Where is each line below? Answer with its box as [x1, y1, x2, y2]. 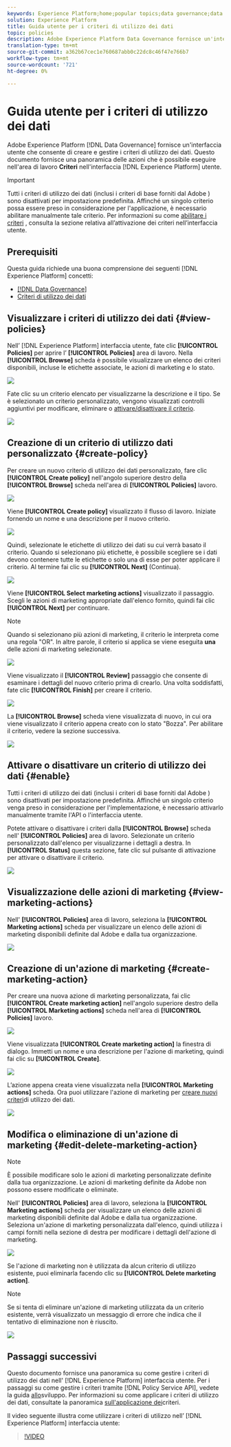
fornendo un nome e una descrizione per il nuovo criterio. [7, 514, 170, 522]
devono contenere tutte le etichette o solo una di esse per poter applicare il [7, 555, 220, 564]
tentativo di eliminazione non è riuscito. [7, 1317, 118, 1326]
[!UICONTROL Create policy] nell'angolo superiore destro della [7, 473, 187, 482]
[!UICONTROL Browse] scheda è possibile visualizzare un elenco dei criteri [7, 356, 221, 365]
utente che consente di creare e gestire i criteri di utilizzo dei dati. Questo [7, 148, 215, 156]
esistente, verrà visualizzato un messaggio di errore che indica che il [7, 1311, 201, 1319]
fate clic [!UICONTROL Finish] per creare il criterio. [7, 686, 153, 694]
